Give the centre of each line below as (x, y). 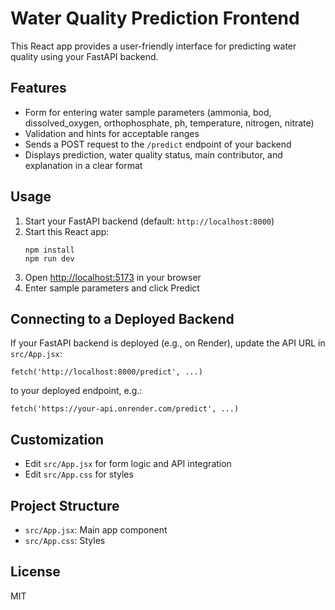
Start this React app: (67, 231)
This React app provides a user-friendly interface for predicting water (153, 46)
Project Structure (65, 505)
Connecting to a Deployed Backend (122, 318)
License (35, 572)
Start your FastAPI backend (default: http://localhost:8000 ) (149, 221)
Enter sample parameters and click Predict (112, 288)
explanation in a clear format (83, 165)
